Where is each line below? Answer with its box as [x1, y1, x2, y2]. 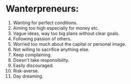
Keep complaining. [13, 51, 52, 58]
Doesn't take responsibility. [13, 57, 70, 63]
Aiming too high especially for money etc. [13, 25, 99, 31]
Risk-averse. [13, 67, 39, 73]
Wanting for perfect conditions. [13, 20, 78, 26]
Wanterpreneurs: [6, 3, 79, 15]
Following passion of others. [13, 36, 72, 42]
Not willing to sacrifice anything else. [13, 46, 90, 52]
